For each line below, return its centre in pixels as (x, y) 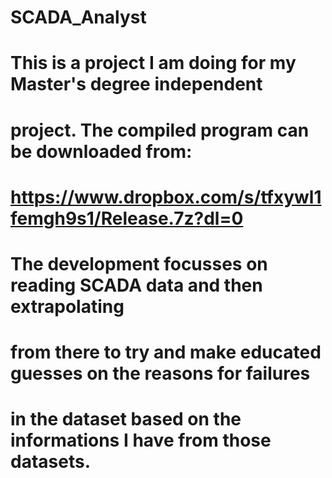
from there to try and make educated (166, 352)
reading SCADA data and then (136, 285)
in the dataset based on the (126, 419)
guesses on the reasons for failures (160, 373)
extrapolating (67, 306)
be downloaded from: (101, 151)
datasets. (50, 462)
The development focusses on (139, 263)
